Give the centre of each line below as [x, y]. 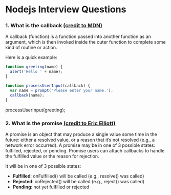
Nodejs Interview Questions [66, 9]
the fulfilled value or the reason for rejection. [52, 156]
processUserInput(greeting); [35, 110]
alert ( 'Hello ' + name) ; [36, 72]
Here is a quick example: [31, 57]
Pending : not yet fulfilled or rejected [51, 187]
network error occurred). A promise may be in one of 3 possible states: [80, 145]
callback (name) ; [27, 95]
